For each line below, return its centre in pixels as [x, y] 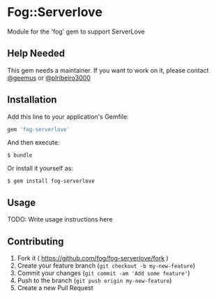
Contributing [36, 241]
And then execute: [33, 143]
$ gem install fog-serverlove [51, 181]
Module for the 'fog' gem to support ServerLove [76, 31]
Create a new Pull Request [55, 288]
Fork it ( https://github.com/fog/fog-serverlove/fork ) [93, 258]
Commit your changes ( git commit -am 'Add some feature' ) [103, 273]
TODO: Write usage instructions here [60, 219]
